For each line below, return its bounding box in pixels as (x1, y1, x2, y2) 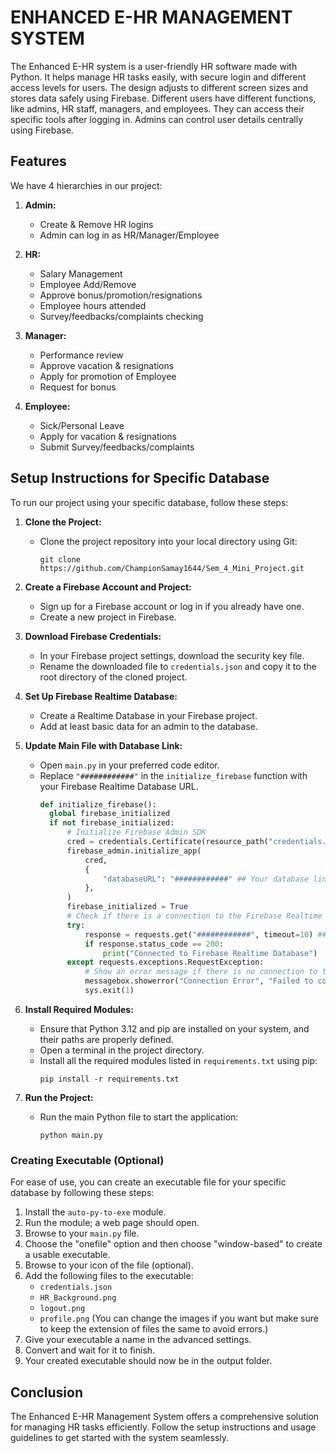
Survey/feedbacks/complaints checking (39, 310, 204, 322)
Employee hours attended (39, 299, 147, 311)
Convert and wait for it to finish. (24, 1344, 156, 1356)
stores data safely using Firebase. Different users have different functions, (10, 92, 317, 104)
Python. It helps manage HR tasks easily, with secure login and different (10, 71, 307, 83)
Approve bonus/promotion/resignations (39, 289, 203, 301)
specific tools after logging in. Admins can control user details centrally (10, 113, 304, 125)
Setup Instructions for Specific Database (10, 470, 270, 487)
